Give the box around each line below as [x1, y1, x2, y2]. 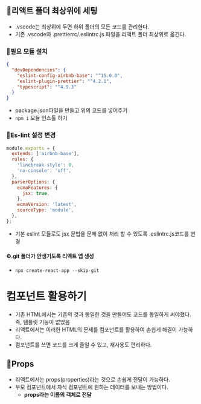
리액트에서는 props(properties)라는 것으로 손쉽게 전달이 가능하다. [14, 376, 170, 383]
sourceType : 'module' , [17, 207, 74, 213]
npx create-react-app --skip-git [14, 267, 100, 274]
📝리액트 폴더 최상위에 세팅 [6, 5, 98, 16]
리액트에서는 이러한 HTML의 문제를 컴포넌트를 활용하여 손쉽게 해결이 [14, 326, 177, 333]
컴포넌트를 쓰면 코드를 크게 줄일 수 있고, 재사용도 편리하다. [14, 341, 152, 348]
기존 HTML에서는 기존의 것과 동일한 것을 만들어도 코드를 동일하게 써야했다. [14, 311, 191, 318]
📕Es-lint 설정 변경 [6, 131, 56, 139]
